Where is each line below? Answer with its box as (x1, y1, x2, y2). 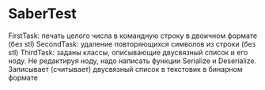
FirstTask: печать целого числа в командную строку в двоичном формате (8, 31, 258, 40)
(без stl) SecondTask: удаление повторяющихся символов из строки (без (8, 39, 256, 48)
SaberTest (8, 5, 77, 23)
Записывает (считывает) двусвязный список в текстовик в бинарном (8, 64, 243, 73)
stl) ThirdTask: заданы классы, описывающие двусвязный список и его (8, 47, 248, 57)
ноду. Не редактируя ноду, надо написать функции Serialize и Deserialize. (8, 56, 257, 66)
